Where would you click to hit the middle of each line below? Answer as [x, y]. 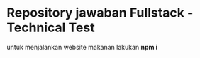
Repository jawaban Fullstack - [100, 13]
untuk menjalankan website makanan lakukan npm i [82, 47]
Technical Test [51, 28]
